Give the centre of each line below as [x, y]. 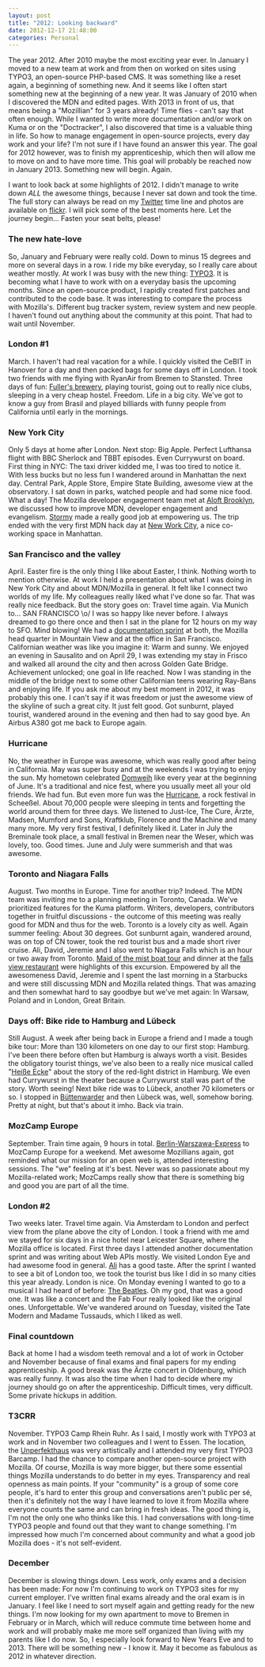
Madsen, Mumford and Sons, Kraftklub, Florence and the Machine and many [132, 820]
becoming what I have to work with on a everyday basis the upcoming [122, 281]
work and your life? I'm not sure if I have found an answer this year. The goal [133, 144]
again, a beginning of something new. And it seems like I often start [118, 86]
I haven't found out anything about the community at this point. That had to [131, 315]
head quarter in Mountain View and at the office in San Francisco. [115, 639]
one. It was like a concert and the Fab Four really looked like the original [125, 1299]
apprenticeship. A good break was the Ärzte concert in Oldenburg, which [127, 1370]
